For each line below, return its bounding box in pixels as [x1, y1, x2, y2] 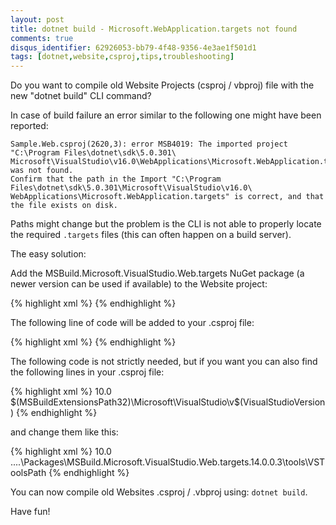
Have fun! [10, 506, 51, 518]
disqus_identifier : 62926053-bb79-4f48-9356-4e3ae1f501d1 [10, 42, 257, 53]
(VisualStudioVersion [239, 396, 326, 408]
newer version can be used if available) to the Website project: [10, 278, 268, 290]
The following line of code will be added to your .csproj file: [10, 317, 255, 329]
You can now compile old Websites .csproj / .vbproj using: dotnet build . [10, 486, 308, 498]
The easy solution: [10, 248, 87, 260]
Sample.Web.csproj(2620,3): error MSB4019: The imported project [10, 139, 288, 150]
